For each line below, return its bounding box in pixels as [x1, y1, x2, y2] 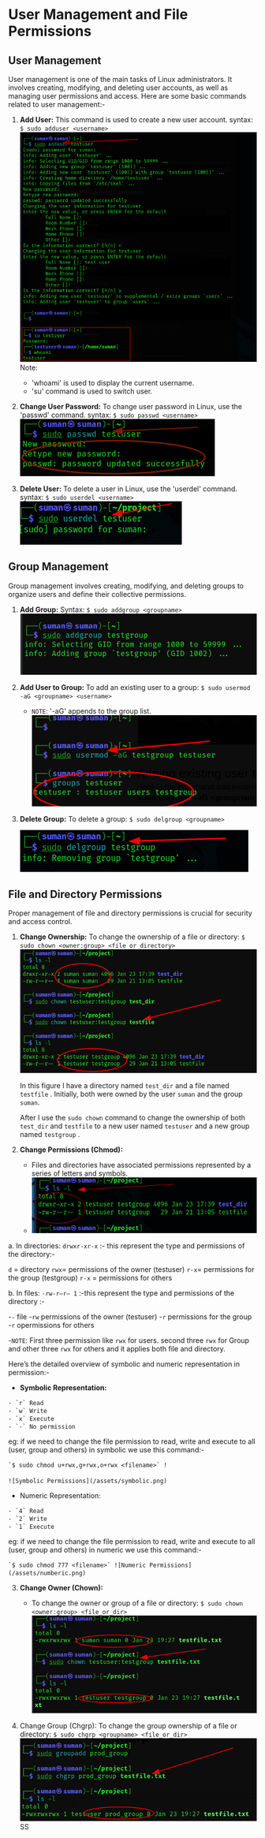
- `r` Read [8, 1399, 44, 1407]
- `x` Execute [8, 1415, 55, 1422]
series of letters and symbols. [31, 1169, 129, 1178]
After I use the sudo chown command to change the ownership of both [19, 1113, 246, 1123]
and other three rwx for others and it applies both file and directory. [8, 1344, 226, 1353]
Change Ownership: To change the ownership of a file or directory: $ [19, 932, 246, 941]
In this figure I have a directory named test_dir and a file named [19, 1081, 230, 1090]
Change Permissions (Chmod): [19, 1145, 124, 1154]
